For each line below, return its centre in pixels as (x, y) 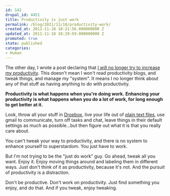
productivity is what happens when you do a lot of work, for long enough (84, 99)
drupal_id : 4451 (23, 15)
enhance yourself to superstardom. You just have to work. (66, 146)
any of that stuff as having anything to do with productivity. (68, 84)
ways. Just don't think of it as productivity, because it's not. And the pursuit (85, 167)
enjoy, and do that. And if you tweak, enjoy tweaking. (61, 188)
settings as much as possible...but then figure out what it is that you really (83, 125)
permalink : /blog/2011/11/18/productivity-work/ (58, 24)
